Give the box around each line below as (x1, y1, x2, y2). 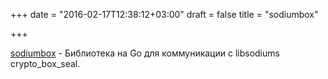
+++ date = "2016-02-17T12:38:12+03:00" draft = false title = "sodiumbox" (10, 9, 319, 20)
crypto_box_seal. (10, 58, 81, 69)
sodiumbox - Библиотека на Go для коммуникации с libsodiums (10, 47, 280, 59)
